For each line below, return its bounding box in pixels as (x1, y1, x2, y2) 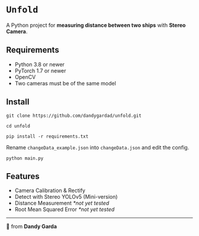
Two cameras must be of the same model (14, 79, 117, 87)
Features (6, 171, 40, 181)
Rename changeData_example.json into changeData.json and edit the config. (6, 143, 190, 151)
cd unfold (6, 123, 31, 129)
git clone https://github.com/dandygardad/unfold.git (6, 113, 142, 119)
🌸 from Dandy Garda (6, 223, 57, 230)
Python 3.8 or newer (14, 60, 65, 68)
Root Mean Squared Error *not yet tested (14, 206, 115, 213)
